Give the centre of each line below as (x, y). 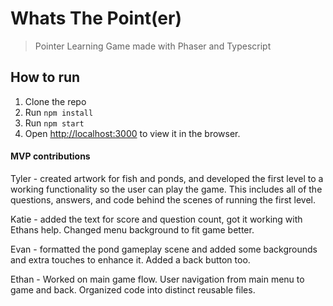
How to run (45, 77)
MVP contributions (50, 156)
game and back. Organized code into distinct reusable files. (133, 289)
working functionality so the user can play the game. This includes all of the (166, 189)
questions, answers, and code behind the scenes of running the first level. (163, 199)
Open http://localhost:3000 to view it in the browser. (132, 133)
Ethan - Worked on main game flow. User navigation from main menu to (157, 279)
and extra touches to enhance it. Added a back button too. (130, 259)
